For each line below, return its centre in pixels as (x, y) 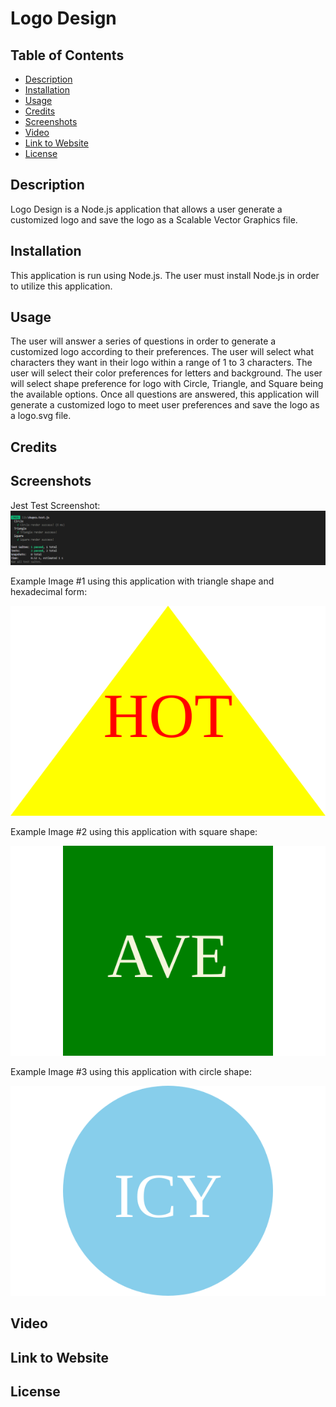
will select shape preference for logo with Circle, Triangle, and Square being (167, 384)
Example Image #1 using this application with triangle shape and (142, 581)
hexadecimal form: (49, 591)
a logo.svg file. (41, 416)
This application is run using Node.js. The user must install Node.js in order (165, 275)
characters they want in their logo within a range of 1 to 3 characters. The (161, 363)
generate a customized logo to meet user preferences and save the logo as (165, 405)
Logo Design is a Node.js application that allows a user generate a (146, 209)
